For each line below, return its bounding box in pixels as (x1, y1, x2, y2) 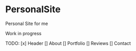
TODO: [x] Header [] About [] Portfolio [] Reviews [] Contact (5, 40, 131, 46)
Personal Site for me (5, 20, 49, 27)
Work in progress (5, 30, 42, 36)
